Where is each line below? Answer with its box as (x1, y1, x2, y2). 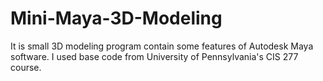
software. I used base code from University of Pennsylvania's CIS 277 (10, 50, 299, 62)
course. (10, 61, 42, 73)
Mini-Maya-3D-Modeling (10, 7, 223, 30)
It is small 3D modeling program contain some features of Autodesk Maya (10, 40, 314, 52)
